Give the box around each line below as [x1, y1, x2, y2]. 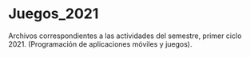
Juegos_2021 [8, 5, 99, 23]
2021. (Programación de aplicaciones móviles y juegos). [8, 39, 192, 48]
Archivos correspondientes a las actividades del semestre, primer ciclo [8, 31, 242, 40]
